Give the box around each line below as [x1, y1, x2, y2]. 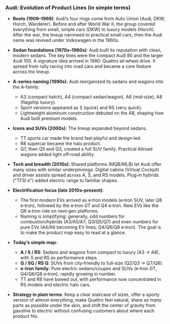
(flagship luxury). [20, 99, 56, 105]
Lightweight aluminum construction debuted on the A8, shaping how [20, 110, 164, 116]
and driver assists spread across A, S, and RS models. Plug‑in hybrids [12, 172, 159, 178]
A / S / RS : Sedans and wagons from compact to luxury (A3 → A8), [20, 249, 160, 255]
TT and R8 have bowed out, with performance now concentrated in [20, 276, 161, 282]
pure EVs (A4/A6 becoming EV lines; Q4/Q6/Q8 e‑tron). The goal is [20, 224, 161, 230]
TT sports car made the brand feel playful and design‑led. [20, 135, 141, 141]
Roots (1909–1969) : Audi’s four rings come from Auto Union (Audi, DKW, [12, 16, 165, 22]
